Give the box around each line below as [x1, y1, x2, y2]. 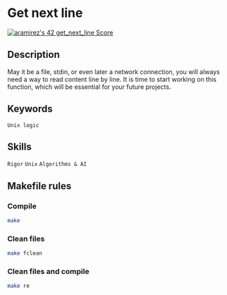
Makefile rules [7, 180, 72, 192]
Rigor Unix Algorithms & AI [7, 161, 87, 168]
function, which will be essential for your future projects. [7, 83, 171, 91]
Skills [7, 140, 32, 152]
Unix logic [7, 121, 39, 128]
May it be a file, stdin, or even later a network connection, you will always [7, 67, 220, 76]
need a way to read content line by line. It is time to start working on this [7, 75, 217, 83]
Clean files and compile [7, 267, 90, 277]
